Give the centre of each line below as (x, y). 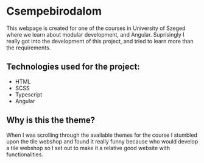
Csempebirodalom (54, 11)
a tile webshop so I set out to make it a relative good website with (88, 148)
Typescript (29, 94)
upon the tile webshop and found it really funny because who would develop (102, 141)
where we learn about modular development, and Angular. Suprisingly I (95, 34)
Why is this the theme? (51, 120)
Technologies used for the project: (73, 67)
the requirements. (29, 48)
